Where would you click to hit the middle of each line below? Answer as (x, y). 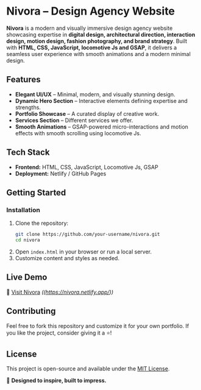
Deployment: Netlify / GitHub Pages (61, 173)
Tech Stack (28, 153)
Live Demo (27, 278)
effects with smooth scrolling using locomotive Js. (78, 133)
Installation (23, 210)
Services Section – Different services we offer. (74, 120)
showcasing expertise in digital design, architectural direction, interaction (101, 34)
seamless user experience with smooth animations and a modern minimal (98, 54)
